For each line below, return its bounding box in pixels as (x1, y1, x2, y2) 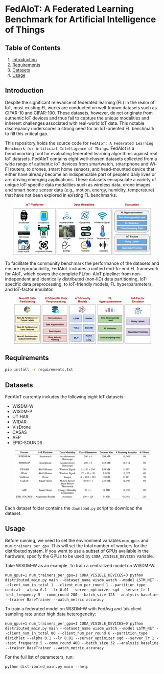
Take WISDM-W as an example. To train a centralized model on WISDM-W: (5, 562, 156, 568)
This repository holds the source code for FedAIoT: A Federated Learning (5, 140, 154, 146)
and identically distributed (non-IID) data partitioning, (31, 276, 139, 282)
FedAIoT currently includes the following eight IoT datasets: (5, 394, 125, 400)
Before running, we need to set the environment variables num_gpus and (5, 537, 149, 543)
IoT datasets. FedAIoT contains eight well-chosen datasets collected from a (5, 156, 157, 162)
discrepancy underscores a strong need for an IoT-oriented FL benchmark (5, 125, 155, 131)
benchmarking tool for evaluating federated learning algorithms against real (5, 150, 158, 156)
